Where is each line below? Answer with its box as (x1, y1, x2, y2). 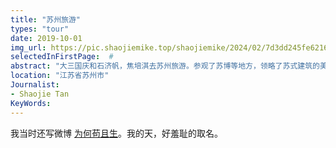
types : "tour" (10, 24, 70, 34)
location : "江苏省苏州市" (10, 71, 110, 81)
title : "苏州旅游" (10, 14, 82, 25)
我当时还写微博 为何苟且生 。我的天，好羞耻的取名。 (10, 127, 223, 139)
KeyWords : (10, 98, 52, 108)
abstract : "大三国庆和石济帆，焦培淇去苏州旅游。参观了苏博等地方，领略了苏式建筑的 (10, 61, 320, 71)
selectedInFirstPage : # (10, 52, 114, 62)
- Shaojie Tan (10, 89, 70, 99)
